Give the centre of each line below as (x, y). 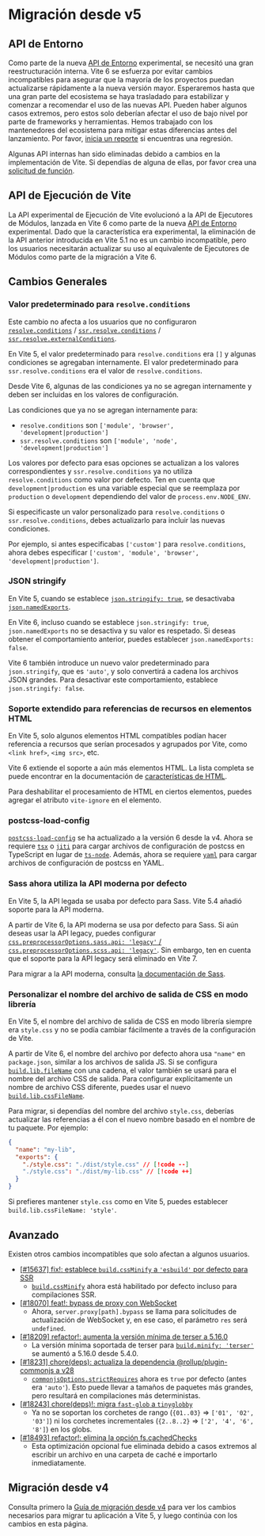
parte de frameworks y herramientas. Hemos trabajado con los (111, 122)
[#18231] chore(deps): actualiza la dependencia (97, 1362)
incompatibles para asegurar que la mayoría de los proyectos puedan (121, 80)
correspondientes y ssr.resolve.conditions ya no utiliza (100, 471)
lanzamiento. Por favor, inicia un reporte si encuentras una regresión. (121, 139)
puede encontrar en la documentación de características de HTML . (118, 776)
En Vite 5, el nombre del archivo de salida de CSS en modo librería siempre (130, 1021)
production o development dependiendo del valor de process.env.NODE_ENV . (130, 496)
